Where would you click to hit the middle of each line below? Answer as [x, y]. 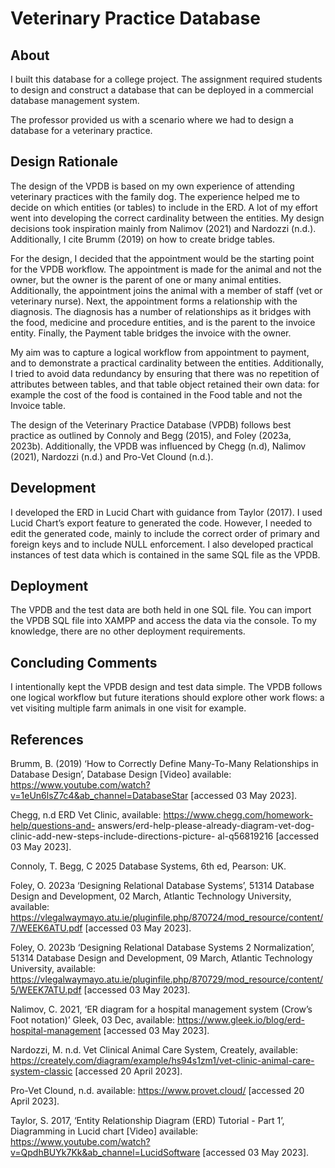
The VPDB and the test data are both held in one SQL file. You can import [161, 610]
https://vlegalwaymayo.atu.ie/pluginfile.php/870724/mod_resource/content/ [167, 918]
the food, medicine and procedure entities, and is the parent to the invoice [163, 322]
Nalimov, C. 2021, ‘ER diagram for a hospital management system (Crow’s [161, 1009]
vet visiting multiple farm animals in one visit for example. [128, 708]
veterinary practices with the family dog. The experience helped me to [155, 196]
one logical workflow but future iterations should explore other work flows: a [167, 698]
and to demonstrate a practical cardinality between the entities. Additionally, [167, 363]
